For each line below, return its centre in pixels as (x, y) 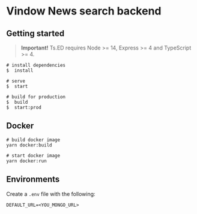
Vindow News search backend (84, 11)
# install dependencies (36, 65)
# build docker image (33, 140)
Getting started (35, 33)
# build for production (36, 97)
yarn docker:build (29, 145)
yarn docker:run (26, 161)
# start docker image (33, 156)
